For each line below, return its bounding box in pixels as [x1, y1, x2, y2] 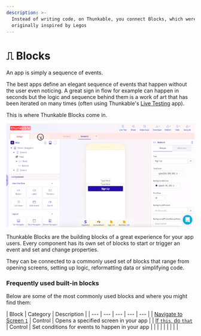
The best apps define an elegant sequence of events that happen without [6, 81, 187, 88]
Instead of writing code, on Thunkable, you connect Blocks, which [11, 16, 184, 22]
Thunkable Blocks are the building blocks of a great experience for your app [6, 233, 194, 240]
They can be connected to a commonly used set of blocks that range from [6, 257, 190, 265]
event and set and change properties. [6, 246, 99, 253]
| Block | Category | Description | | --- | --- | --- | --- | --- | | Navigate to [6, 311, 183, 318]
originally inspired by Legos [11, 22, 87, 28]
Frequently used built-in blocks [6, 279, 99, 287]
